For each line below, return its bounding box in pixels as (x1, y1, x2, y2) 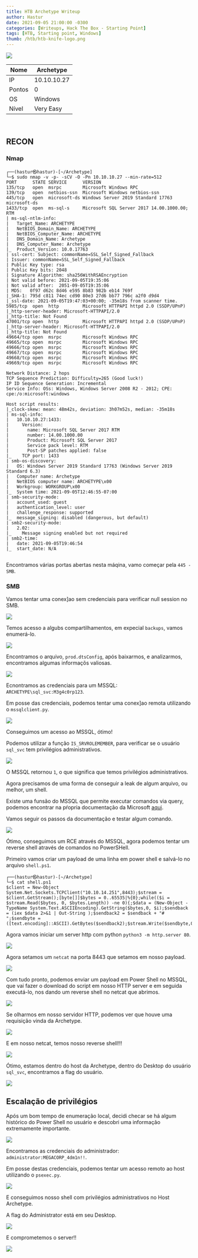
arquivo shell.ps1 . (6, 862, 51, 869)
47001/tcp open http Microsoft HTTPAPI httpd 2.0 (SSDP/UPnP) (6, 318, 186, 324)
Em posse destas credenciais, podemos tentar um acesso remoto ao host (6, 1165, 184, 1172)
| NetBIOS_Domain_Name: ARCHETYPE (6, 225, 96, 232)
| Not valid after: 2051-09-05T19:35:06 (6, 283, 110, 288)
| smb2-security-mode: (6, 520, 62, 525)
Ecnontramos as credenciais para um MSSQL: (6, 682, 118, 689)
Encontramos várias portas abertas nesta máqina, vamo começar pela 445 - (6, 561, 192, 568)
